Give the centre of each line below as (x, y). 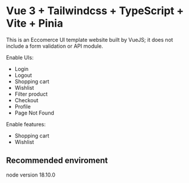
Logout (23, 75)
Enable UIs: (20, 57)
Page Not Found (34, 113)
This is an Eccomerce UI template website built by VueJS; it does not (90, 40)
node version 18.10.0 (31, 175)
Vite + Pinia (35, 23)
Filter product (31, 94)
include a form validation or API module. (55, 46)
